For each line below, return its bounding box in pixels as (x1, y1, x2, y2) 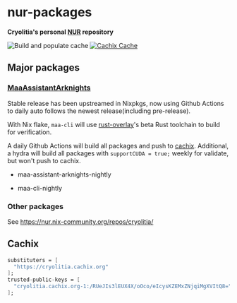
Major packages (7, 61, 80, 74)
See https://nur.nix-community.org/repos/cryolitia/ (7, 217, 154, 226)
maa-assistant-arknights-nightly (17, 170, 111, 179)
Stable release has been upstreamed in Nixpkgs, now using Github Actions (7, 99, 224, 107)
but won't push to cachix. (7, 156, 81, 165)
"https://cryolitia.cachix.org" (13, 263, 109, 271)
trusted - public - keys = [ (7, 276, 80, 283)
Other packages (7, 201, 63, 211)
